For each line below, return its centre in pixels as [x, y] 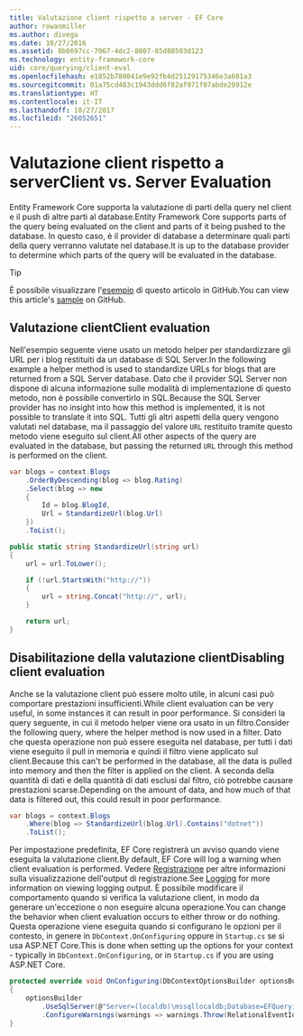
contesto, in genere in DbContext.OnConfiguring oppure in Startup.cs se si [147, 936]
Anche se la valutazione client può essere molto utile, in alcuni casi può [142, 694]
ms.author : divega [44, 34]
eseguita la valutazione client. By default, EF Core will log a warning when [145, 859]
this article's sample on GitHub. [68, 300]
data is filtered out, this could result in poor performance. [116, 799]
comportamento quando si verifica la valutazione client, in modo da [134, 898]
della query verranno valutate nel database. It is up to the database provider [149, 245]
